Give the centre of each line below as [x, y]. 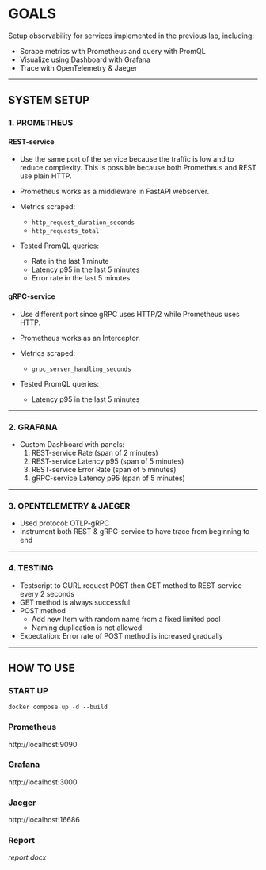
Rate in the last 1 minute [70, 261]
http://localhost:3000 [43, 782]
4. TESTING [31, 568]
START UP [28, 690]
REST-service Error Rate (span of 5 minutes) [104, 469]
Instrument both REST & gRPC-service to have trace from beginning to [135, 532]
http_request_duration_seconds [83, 223]
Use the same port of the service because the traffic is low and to [127, 159]
